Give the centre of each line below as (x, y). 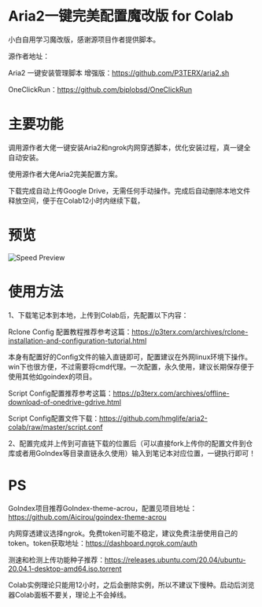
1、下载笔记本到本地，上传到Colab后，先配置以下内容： (98, 315)
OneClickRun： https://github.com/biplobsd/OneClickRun (100, 89)
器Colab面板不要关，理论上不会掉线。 (70, 594)
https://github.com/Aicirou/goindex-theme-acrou (87, 517)
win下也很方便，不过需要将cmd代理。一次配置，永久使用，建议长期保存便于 (131, 366)
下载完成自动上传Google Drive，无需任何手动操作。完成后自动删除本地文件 (129, 190)
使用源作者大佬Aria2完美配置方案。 (65, 174)
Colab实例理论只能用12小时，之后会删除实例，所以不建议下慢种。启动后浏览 (131, 585)
